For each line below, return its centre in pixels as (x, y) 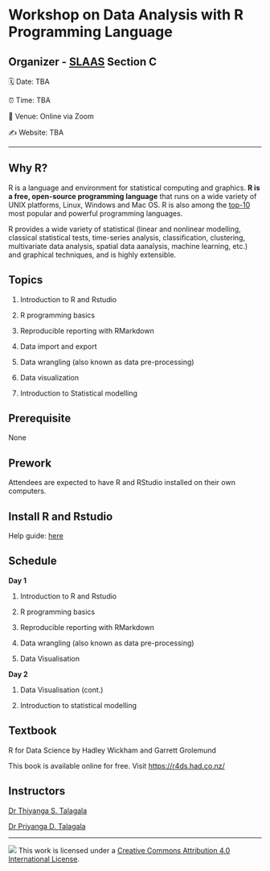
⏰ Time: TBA (29, 100)
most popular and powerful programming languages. (96, 213)
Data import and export (59, 346)
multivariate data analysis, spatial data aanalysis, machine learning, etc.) (128, 246)
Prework (30, 463)
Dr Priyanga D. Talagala (47, 826)
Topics (26, 280)
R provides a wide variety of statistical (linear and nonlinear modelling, (125, 229)
